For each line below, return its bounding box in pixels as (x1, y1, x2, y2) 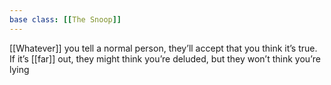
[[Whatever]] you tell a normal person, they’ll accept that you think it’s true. (9, 42, 318, 54)
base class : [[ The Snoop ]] (9, 14, 122, 25)
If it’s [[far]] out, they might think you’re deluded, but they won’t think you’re (9, 52, 321, 65)
